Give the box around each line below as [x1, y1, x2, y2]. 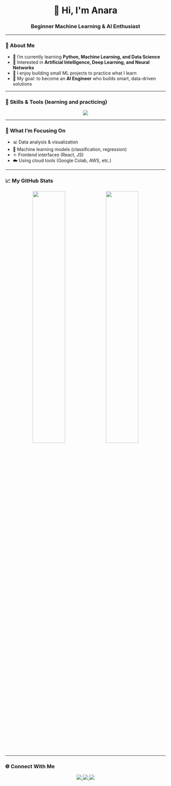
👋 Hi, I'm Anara [53, 5, 118, 16]
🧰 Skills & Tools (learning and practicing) [5, 98, 108, 105]
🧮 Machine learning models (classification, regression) [12, 146, 127, 153]
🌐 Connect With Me [5, 763, 55, 770]
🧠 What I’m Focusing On [5, 127, 66, 134]
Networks [12, 64, 35, 70]
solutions [12, 81, 32, 87]
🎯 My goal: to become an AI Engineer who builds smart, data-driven [12, 75, 156, 81]
